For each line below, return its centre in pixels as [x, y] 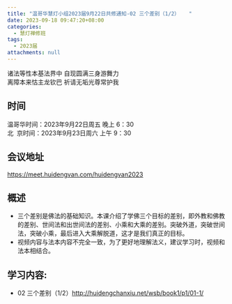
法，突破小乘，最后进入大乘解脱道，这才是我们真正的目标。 [103, 234]
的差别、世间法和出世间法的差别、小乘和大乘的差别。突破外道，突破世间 [121, 225]
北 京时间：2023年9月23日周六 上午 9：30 [69, 132]
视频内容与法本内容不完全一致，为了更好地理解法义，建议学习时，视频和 [121, 242]
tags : [15, 40]
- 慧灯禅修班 [30, 33]
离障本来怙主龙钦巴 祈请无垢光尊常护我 [63, 82]
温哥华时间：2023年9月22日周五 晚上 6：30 [71, 124]
